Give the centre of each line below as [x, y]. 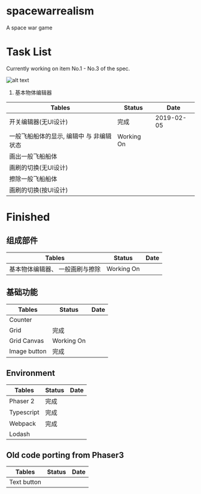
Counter [21, 320]
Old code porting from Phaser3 [65, 455]
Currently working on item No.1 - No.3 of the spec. [68, 68]
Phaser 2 [22, 401]
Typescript [25, 412]
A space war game [29, 28]
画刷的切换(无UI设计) [39, 167]
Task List [29, 52]
